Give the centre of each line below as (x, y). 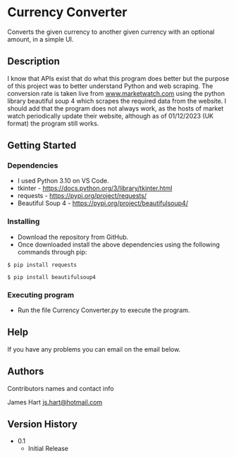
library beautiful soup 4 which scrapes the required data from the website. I (117, 101)
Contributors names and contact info (61, 388)
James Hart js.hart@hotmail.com (55, 402)
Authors (26, 372)
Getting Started (42, 146)
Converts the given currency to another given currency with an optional (111, 32)
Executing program (41, 295)
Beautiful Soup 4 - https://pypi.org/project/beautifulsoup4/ (103, 203)
